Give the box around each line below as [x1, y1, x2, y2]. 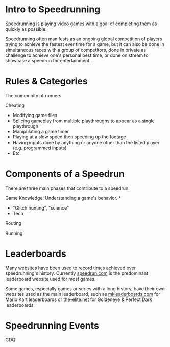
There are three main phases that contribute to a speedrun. [5, 185, 130, 191]
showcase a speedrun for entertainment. [5, 57, 91, 63]
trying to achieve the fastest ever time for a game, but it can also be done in [5, 41, 165, 47]
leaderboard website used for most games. [5, 275, 96, 282]
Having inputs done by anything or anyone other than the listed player [12, 139, 160, 145]
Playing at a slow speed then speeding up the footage [12, 134, 126, 140]
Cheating [5, 102, 25, 108]
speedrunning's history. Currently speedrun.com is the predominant [5, 270, 149, 276]
